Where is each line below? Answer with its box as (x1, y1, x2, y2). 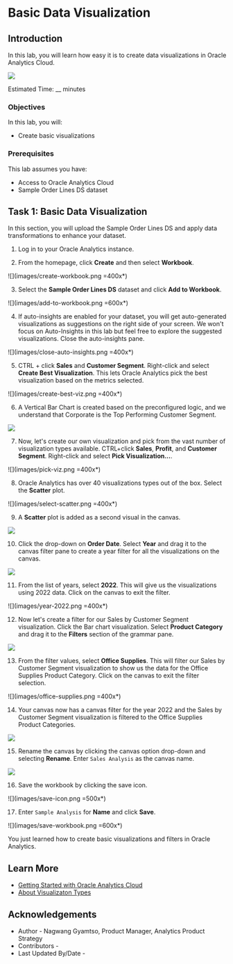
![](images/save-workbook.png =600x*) (8, 821, 123, 830)
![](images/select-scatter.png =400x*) (8, 499, 117, 508)
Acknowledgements (8, 908, 97, 920)
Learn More (8, 862, 59, 874)
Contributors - (17, 942, 59, 950)
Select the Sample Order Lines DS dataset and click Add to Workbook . (17, 285, 222, 294)
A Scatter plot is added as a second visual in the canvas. (17, 513, 181, 522)
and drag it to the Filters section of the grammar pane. (17, 630, 174, 638)
